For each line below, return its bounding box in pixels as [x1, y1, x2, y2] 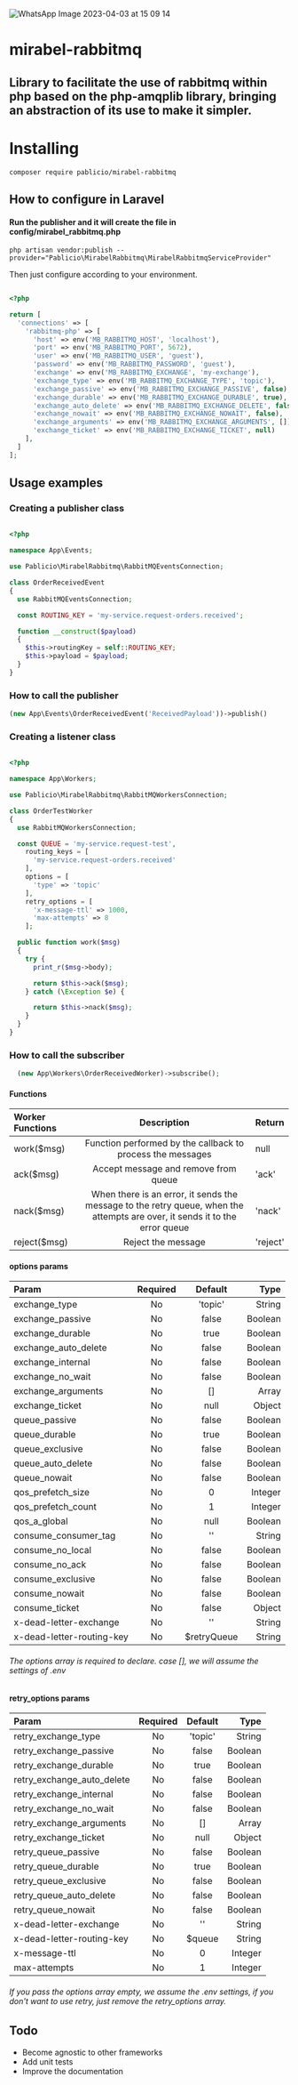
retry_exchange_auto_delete [13, 1774, 130, 1786]
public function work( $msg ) [17, 938, 122, 947]
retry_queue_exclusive [13, 1875, 106, 1888]
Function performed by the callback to [84, 1137, 245, 1149]
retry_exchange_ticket [13, 1831, 105, 1844]
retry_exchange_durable [13, 1759, 114, 1772]
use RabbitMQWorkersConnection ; [17, 823, 137, 832]
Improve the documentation [21, 2065, 124, 2076]
